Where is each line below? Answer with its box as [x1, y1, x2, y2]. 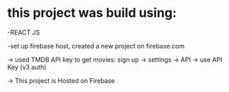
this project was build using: [7, 5, 177, 21]
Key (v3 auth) [7, 63, 47, 71]
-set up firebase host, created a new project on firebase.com [7, 41, 185, 50]
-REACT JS [7, 28, 40, 37]
